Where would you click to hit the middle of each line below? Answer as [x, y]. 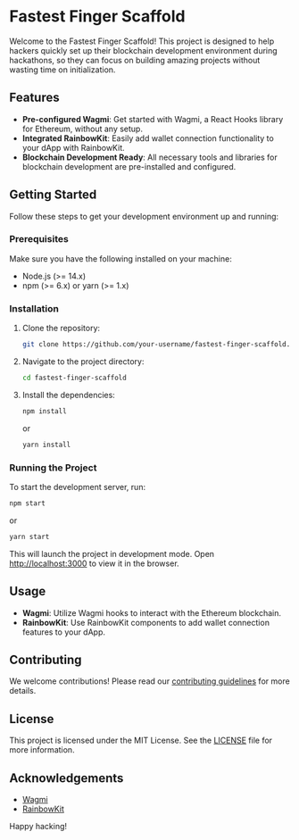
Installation [34, 308]
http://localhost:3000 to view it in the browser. [95, 563]
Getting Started [53, 195]
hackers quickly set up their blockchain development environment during [144, 50]
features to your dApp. [63, 632]
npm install [44, 411]
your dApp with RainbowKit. [73, 147]
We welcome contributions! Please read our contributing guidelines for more [149, 681]
